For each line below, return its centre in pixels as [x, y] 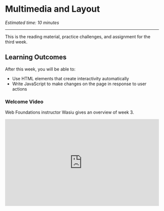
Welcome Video [24, 101]
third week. [16, 42]
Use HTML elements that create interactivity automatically [71, 78]
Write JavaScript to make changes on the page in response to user [79, 84]
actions [20, 89]
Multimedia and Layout [52, 9]
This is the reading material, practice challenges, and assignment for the [78, 36]
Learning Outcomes [36, 57]
